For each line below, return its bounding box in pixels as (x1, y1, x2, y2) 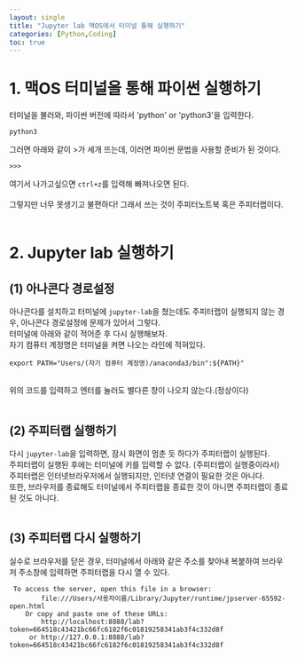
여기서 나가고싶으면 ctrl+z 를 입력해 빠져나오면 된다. (9, 178, 190, 189)
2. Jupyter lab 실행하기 (9, 243, 175, 263)
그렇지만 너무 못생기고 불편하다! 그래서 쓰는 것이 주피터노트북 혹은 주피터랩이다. (9, 199, 284, 210)
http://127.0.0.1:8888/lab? (41, 632, 145, 642)
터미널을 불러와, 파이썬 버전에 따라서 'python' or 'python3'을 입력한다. (9, 110, 254, 121)
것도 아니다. (18, 493, 59, 503)
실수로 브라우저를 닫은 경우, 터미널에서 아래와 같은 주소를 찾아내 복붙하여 (9, 556, 260, 566)
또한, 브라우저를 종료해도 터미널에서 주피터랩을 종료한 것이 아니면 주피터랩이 (9, 481, 272, 492)
